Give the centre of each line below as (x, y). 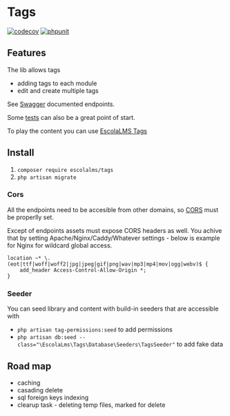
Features (27, 53)
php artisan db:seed (47, 338)
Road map (29, 366)
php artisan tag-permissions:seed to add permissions (95, 329)
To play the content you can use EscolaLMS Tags (77, 131)
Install (21, 153)
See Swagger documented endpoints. (61, 104)
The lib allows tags (34, 69)
